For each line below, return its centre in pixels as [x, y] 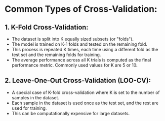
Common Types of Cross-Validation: [81, 9]
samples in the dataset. [36, 97]
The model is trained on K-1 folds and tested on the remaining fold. [80, 44]
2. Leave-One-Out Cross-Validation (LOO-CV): [78, 80]
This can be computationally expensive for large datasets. [71, 113]
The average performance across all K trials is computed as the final [81, 60]
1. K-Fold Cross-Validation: [46, 27]
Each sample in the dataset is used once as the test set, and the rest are [85, 103]
